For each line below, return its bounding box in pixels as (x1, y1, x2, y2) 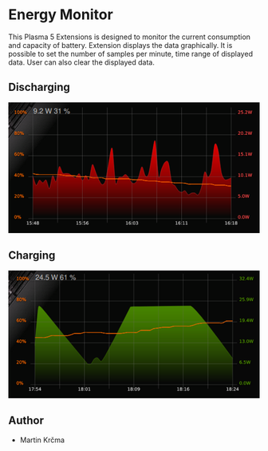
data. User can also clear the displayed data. (8, 57, 156, 67)
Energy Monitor (8, 6, 113, 24)
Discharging (8, 81, 70, 94)
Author (8, 413, 44, 428)
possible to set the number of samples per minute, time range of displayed (8, 49, 254, 58)
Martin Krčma (19, 435, 65, 445)
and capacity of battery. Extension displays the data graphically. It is (8, 40, 233, 49)
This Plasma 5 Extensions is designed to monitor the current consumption (8, 32, 251, 42)
